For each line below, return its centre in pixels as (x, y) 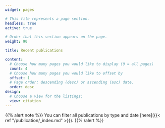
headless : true (21, 23)
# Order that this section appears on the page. (56, 37)
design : (13, 92)
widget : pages (20, 10)
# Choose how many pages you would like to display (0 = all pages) (82, 64)
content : (14, 60)
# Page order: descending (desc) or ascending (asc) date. (72, 82)
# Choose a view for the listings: (46, 96)
